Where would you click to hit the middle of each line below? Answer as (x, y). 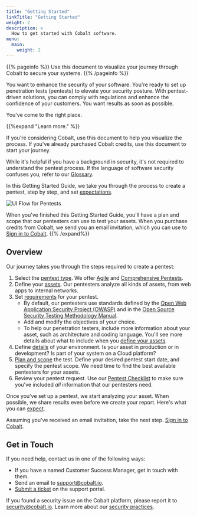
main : (18, 45)
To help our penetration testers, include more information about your (107, 328)
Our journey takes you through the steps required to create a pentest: (91, 266)
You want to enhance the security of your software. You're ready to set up (96, 84)
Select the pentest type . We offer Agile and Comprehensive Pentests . (99, 277)
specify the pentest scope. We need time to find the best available (95, 365)
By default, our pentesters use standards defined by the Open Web (105, 303)
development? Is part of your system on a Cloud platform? (85, 353)
